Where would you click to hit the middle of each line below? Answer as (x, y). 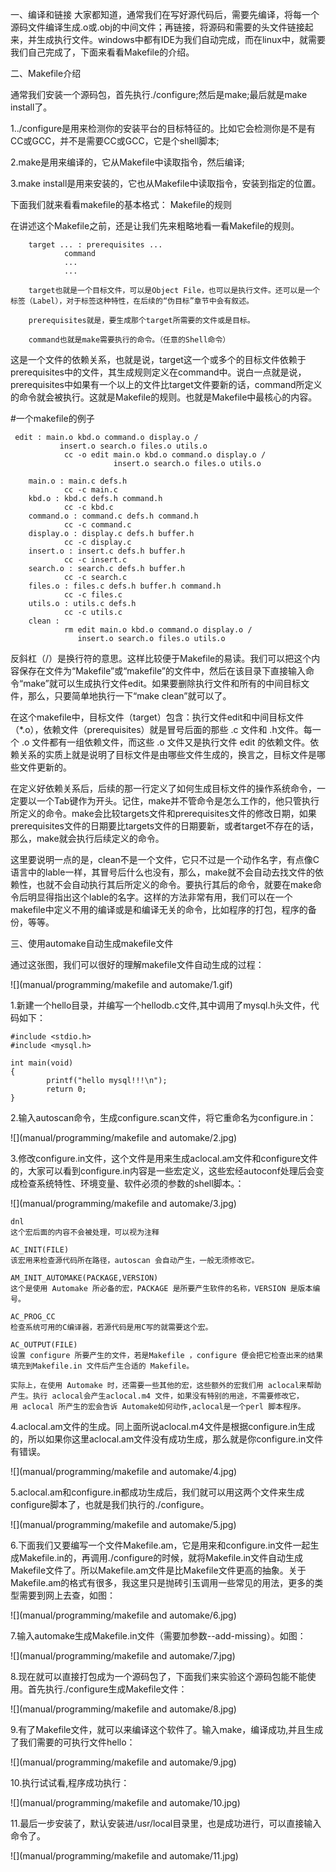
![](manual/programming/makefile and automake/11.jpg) (124, 1856)
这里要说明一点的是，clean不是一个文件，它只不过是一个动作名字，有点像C (165, 859)
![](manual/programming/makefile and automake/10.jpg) (125, 1802)
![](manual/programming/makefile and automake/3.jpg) (123, 1203)
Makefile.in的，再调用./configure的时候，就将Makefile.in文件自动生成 (161, 1557)
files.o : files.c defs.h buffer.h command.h (125, 586)
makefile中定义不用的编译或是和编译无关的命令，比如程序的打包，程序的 (159, 909)
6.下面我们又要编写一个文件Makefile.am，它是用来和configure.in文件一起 (160, 1545)
